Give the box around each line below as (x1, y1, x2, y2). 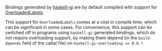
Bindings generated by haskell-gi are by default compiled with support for (5, 4, 157, 10)
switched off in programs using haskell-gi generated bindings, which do (5, 30, 156, 35)
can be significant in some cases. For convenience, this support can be (5, 24, 152, 30)
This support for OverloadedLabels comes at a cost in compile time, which (5, 19, 157, 25)
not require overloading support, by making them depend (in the (5, 35, 137, 41)
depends (5, 41, 21, 46)
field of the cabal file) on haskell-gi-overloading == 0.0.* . (22, 40, 144, 46)
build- (138, 36, 152, 41)
